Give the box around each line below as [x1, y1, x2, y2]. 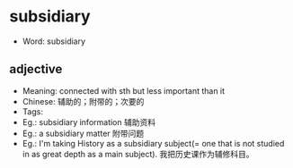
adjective [9, 62, 63, 77]
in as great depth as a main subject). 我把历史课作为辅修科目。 [22, 148, 254, 159]
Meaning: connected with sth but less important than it [22, 85, 226, 96]
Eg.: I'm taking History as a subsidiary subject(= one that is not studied [22, 138, 285, 148]
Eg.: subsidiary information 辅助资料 [22, 116, 155, 127]
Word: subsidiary [22, 36, 86, 46]
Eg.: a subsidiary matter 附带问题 [22, 128, 145, 139]
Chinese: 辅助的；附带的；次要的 [22, 96, 145, 106]
